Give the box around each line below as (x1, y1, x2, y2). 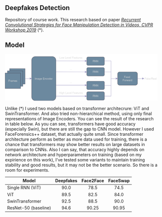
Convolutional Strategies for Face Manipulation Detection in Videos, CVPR (5, 22, 153, 28)
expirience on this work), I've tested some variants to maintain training (5, 157, 145, 162)
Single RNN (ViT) (7, 185, 41, 190)
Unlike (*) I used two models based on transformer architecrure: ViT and (5, 105, 149, 111)
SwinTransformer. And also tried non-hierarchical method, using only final (5, 111, 152, 116)
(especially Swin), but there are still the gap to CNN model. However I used (5, 126, 154, 132)
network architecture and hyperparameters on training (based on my (5, 152, 142, 158)
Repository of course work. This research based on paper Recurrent (5, 16, 141, 22)
